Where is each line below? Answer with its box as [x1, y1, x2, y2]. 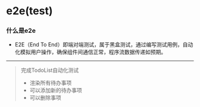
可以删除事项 [29, 94, 61, 102]
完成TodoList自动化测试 [20, 67, 79, 74]
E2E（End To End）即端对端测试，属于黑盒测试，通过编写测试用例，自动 [14, 41, 193, 48]
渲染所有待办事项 [29, 79, 72, 87]
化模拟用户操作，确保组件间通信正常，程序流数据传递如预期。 [14, 49, 167, 56]
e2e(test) [6, 4, 53, 18]
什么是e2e [6, 27, 36, 35]
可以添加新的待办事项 [29, 87, 82, 94]
